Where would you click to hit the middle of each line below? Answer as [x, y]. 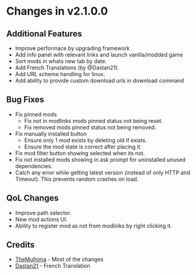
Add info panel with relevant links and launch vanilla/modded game [99, 55]
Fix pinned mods [36, 114]
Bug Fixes [25, 99]
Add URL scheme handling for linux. [60, 74]
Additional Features [44, 34]
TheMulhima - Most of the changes [59, 259]
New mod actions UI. [41, 219]
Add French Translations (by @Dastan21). [67, 68]
